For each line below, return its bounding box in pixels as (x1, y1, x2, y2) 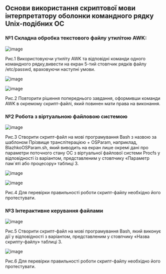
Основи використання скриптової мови (5, 4, 136, 12)
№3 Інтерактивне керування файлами (5, 207, 103, 214)
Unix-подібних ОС (5, 19, 64, 28)
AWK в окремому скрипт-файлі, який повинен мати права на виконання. (5, 100, 161, 106)
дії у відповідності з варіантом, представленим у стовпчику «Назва (5, 234, 150, 240)
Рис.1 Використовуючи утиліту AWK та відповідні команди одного (5, 55, 146, 61)
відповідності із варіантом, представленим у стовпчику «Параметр (5, 155, 150, 161)
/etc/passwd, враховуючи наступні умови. (5, 66, 95, 72)
